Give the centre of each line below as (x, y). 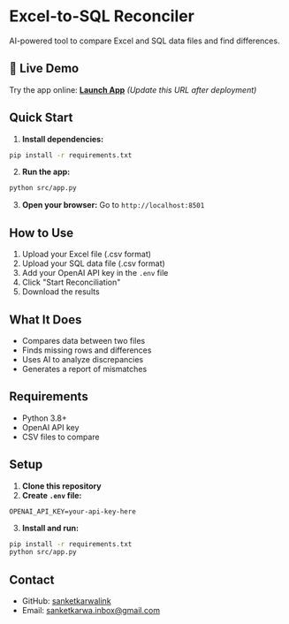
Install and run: (50, 528)
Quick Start (41, 118)
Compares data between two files (84, 340)
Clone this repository (61, 486)
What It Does (46, 320)
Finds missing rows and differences (87, 350)
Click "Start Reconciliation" (71, 282)
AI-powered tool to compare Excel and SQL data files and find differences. (144, 41)
